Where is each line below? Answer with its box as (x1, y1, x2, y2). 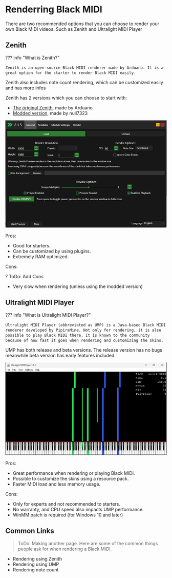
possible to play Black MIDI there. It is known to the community (5, 333, 150, 338)
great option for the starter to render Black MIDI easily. (5, 70, 137, 75)
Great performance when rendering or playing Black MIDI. (12, 470, 135, 476)
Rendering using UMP (12, 561, 59, 567)
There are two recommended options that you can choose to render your (5, 21, 160, 27)
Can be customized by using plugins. (12, 248, 91, 255)
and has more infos (5, 85, 46, 91)
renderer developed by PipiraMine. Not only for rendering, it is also (5, 327, 161, 333)
